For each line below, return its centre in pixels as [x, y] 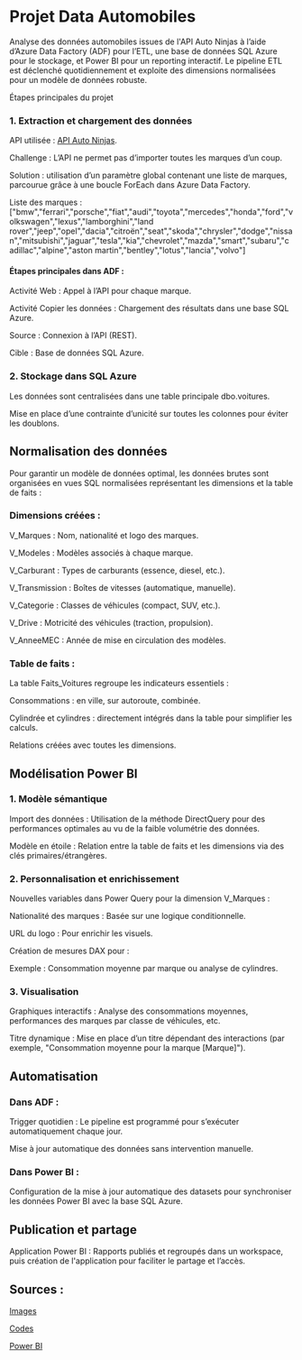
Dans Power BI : [44, 1172]
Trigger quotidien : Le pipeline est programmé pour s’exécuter [124, 1122]
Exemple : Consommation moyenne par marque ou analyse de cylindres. [144, 969]
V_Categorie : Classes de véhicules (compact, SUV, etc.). [115, 605]
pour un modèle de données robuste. [78, 79]
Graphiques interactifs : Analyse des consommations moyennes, [129, 1011]
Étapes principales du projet [62, 97]
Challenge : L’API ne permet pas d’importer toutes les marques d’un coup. [146, 158]
